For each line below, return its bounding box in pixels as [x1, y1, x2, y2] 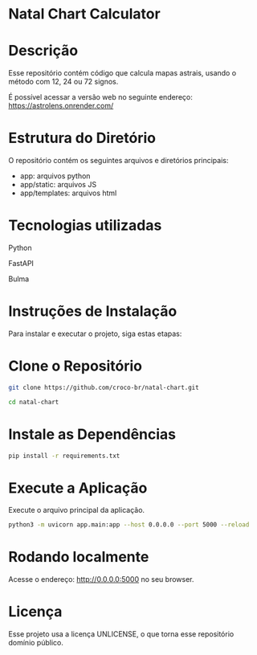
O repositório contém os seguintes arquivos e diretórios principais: [8, 156, 229, 166]
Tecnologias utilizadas [8, 216, 162, 235]
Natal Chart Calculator [8, 5, 161, 23]
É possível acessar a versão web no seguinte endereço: [8, 92, 193, 102]
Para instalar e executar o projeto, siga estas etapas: [8, 329, 182, 338]
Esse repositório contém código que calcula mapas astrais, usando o [8, 68, 237, 78]
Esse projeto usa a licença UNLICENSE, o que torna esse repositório [8, 629, 235, 639]
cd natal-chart [8, 398, 59, 406]
